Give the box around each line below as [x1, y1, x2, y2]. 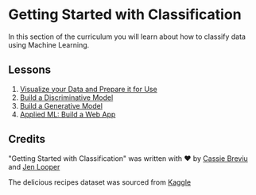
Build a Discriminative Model [19, 93, 114, 102]
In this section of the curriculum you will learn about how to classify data [8, 32, 246, 41]
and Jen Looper [8, 162, 60, 171]
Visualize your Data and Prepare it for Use [19, 84, 157, 94]
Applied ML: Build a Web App [19, 109, 116, 119]
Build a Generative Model [19, 101, 103, 110]
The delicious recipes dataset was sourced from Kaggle [8, 177, 192, 187]
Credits [8, 132, 46, 146]
